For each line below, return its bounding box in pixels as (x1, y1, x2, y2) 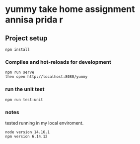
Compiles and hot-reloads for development (5, 58, 112, 65)
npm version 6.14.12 (5, 134, 48, 139)
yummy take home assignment (5, 3, 135, 15)
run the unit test (5, 86, 45, 93)
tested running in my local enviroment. (5, 120, 84, 126)
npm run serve (5, 70, 35, 75)
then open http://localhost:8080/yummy (5, 74, 88, 79)
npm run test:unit (5, 97, 43, 102)
